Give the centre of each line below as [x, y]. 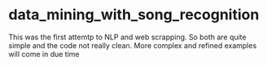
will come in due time [44, 54]
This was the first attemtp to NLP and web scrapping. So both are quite [127, 37]
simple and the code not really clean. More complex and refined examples [133, 45]
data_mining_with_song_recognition [134, 15]
